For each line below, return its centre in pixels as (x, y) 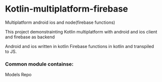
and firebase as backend (30, 37)
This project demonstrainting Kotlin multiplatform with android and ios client (81, 32)
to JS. (11, 51)
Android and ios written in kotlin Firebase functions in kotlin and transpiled (80, 46)
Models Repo (18, 75)
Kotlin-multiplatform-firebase (67, 9)
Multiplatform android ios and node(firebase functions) (60, 22)
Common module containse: (39, 64)
